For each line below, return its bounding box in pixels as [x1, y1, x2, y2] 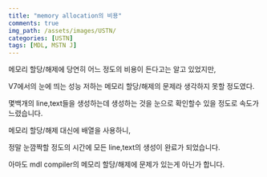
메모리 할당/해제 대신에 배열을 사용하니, [8, 126, 131, 135]
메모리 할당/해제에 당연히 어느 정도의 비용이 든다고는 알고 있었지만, [8, 65, 216, 74]
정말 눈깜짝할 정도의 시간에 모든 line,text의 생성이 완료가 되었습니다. [8, 143, 220, 152]
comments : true [8, 19, 59, 27]
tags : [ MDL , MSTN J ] [8, 42, 78, 50]
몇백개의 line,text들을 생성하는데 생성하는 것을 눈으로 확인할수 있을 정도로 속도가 [8, 99, 259, 108]
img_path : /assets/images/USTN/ [8, 26, 116, 34]
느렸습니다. [8, 109, 43, 119]
